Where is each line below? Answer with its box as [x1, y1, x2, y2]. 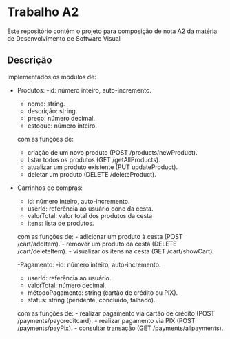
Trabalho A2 [7, 4, 79, 20]
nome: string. [27, 99, 65, 108]
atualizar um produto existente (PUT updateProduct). [27, 163, 178, 171]
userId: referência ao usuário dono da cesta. [27, 204, 154, 213]
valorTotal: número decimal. [27, 281, 107, 289]
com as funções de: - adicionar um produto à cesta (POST [17, 232, 183, 240]
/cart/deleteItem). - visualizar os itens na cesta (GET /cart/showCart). [17, 246, 215, 255]
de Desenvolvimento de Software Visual [7, 34, 121, 42]
